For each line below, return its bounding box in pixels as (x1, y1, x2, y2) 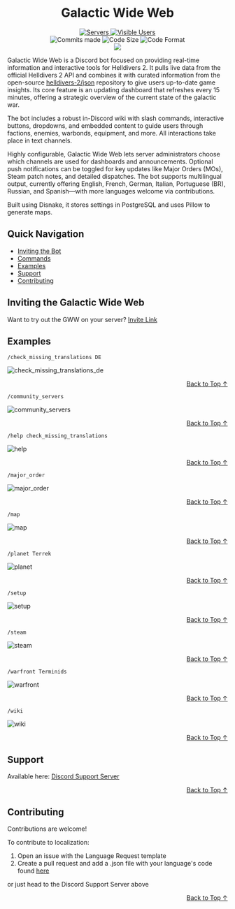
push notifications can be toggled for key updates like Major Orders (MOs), (7, 164, 224, 173)
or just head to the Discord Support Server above (7, 880, 149, 888)
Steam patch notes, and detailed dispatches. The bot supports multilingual (7, 172, 222, 180)
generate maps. (7, 208, 52, 216)
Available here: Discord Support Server (7, 772, 120, 780)
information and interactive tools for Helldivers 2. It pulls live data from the (7, 63, 221, 71)
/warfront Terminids (7, 669, 68, 676)
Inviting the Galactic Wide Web (7, 297, 145, 309)
